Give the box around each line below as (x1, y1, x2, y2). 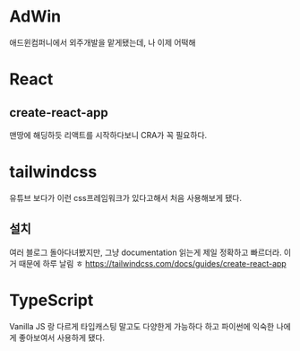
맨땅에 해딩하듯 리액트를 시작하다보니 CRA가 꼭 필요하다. (9, 129, 208, 140)
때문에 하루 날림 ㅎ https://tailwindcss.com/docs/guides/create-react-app (18, 258, 287, 268)
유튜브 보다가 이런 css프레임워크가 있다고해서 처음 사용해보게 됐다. (9, 192, 243, 203)
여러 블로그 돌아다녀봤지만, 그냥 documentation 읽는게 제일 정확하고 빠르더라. (9, 247, 282, 258)
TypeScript (9, 290, 94, 311)
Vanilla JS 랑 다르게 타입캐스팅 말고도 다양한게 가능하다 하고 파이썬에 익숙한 (9, 320, 275, 331)
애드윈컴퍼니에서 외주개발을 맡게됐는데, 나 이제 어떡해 (9, 37, 196, 48)
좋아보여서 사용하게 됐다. (18, 332, 106, 343)
